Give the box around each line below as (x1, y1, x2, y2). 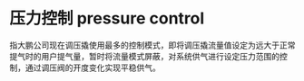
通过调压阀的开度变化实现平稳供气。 (25, 62, 161, 73)
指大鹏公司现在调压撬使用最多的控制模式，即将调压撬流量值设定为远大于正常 (9, 40, 296, 50)
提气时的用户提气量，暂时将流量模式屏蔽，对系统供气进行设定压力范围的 (9, 50, 279, 61)
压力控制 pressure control (9, 8, 205, 29)
